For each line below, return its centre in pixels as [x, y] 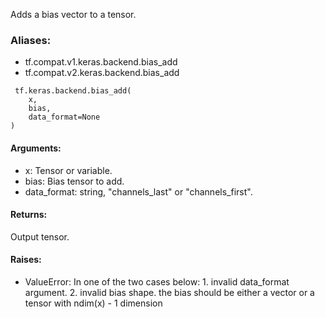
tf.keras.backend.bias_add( [73, 91]
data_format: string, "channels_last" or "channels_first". [138, 191]
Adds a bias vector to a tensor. [73, 14]
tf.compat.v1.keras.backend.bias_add [101, 62]
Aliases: [31, 40]
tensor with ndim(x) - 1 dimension [93, 303]
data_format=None [64, 117]
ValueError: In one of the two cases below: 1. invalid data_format [157, 281]
